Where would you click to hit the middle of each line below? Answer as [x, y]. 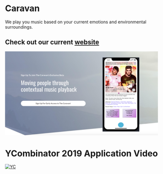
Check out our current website [52, 42]
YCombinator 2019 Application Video [81, 153]
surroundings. [19, 27]
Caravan [22, 8]
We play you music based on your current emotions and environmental [76, 22]
